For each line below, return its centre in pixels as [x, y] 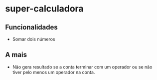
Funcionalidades [32, 27]
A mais [16, 55]
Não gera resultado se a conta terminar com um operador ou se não [82, 67]
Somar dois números [34, 39]
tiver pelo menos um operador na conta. [54, 72]
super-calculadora [44, 9]
